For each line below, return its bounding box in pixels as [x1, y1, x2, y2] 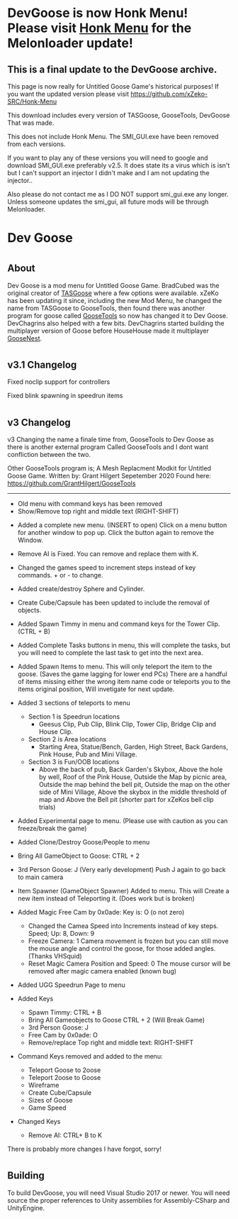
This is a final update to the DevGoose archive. [7, 63, 217, 75]
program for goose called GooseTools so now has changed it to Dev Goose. [7, 311, 228, 320]
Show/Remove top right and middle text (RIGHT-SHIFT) [17, 507, 179, 516]
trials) [38, 803, 56, 812]
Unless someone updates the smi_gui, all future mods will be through [7, 197, 209, 206]
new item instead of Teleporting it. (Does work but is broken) [17, 894, 195, 903]
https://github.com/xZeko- [130, 90, 208, 98]
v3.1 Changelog [7, 358, 77, 370]
